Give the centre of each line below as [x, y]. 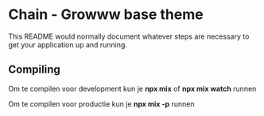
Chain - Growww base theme [106, 15]
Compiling [35, 70]
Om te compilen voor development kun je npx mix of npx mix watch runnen [132, 88]
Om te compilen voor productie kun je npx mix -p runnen [101, 103]
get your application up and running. [68, 44]
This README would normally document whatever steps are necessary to [129, 36]
